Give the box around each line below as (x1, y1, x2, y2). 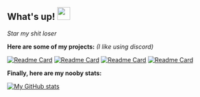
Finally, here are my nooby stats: (7, 69, 102, 77)
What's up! (7, 11, 55, 23)
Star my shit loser (7, 29, 57, 38)
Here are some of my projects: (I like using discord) (7, 42, 154, 51)
